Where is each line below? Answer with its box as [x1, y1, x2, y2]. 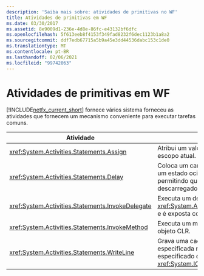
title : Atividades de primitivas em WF [6, 15, 107, 21]
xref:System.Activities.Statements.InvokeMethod [9, 223, 148, 232]
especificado [157, 252, 195, 261]
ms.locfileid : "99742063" [6, 60, 72, 66]
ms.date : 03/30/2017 [6, 20, 59, 26]
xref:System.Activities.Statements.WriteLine [9, 248, 135, 257]
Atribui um [157, 144, 187, 152]
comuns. [6, 119, 29, 127]
